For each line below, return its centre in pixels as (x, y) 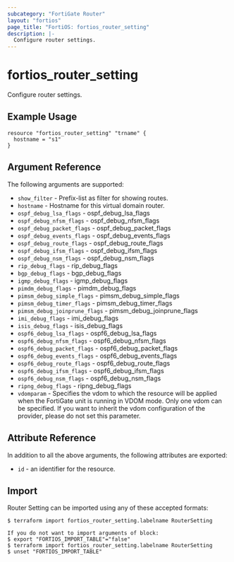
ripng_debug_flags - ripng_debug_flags (74, 385)
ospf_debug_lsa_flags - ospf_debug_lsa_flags (84, 213)
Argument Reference (54, 167)
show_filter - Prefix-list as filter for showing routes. (93, 198)
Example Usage (42, 117)
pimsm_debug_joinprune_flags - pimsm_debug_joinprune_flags (108, 310)
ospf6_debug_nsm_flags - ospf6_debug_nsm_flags (89, 378)
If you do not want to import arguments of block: (83, 533)
